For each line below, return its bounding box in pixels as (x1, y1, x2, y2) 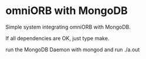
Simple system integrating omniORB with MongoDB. (5, 23, 131, 30)
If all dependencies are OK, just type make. (5, 34, 110, 41)
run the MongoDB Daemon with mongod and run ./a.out (5, 46, 140, 53)
